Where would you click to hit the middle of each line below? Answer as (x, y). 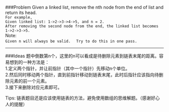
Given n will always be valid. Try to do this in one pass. (71, 41)
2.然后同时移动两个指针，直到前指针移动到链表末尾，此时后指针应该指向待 (82, 75)
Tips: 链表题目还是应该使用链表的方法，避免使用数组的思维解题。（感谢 (78, 98)
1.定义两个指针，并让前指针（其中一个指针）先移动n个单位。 (67, 68)
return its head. (21, 13)
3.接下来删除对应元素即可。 (34, 87)
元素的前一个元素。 (29, 81)
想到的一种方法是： (29, 62)
